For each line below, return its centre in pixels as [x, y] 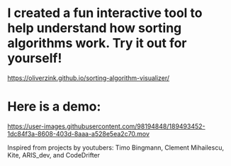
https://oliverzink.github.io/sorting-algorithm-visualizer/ [89, 78]
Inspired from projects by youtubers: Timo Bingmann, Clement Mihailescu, [116, 148]
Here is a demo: [54, 107]
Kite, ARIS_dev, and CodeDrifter [54, 155]
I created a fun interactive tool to [105, 13]
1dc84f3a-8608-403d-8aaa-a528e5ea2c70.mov [79, 133]
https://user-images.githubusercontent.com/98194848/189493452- [106, 126]
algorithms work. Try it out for [97, 43]
